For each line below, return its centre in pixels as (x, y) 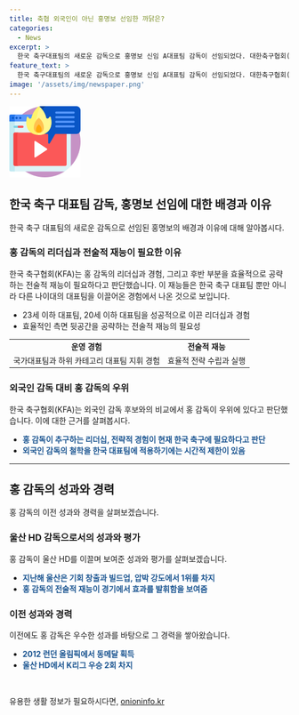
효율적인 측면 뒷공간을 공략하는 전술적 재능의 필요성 (111, 325)
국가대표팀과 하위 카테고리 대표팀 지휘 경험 (86, 360)
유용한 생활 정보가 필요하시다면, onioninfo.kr (87, 702)
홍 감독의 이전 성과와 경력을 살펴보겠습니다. (84, 512)
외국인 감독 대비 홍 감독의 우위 (69, 389)
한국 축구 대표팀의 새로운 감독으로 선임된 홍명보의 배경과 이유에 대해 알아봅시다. (147, 228)
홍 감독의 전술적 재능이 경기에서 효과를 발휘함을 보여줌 (115, 589)
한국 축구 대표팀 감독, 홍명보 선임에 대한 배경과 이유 (141, 205)
